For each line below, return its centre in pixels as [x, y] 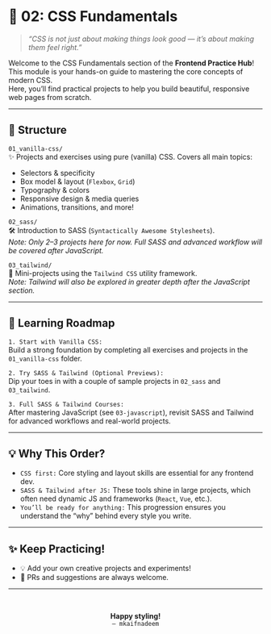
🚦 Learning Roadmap [62, 323]
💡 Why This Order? [57, 454]
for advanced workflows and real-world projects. [90, 421]
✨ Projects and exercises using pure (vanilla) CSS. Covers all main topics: [130, 156]
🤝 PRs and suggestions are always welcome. [94, 578]
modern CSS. [31, 80]
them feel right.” [55, 47]
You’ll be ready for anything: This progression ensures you [123, 507]
